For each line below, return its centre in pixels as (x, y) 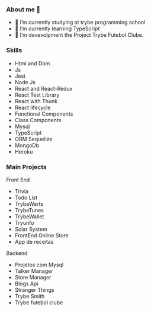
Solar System (31, 229)
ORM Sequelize (33, 139)
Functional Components (44, 114)
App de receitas (34, 241)
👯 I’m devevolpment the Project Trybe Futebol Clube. (79, 35)
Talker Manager (34, 271)
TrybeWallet (29, 217)
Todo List (26, 198)
